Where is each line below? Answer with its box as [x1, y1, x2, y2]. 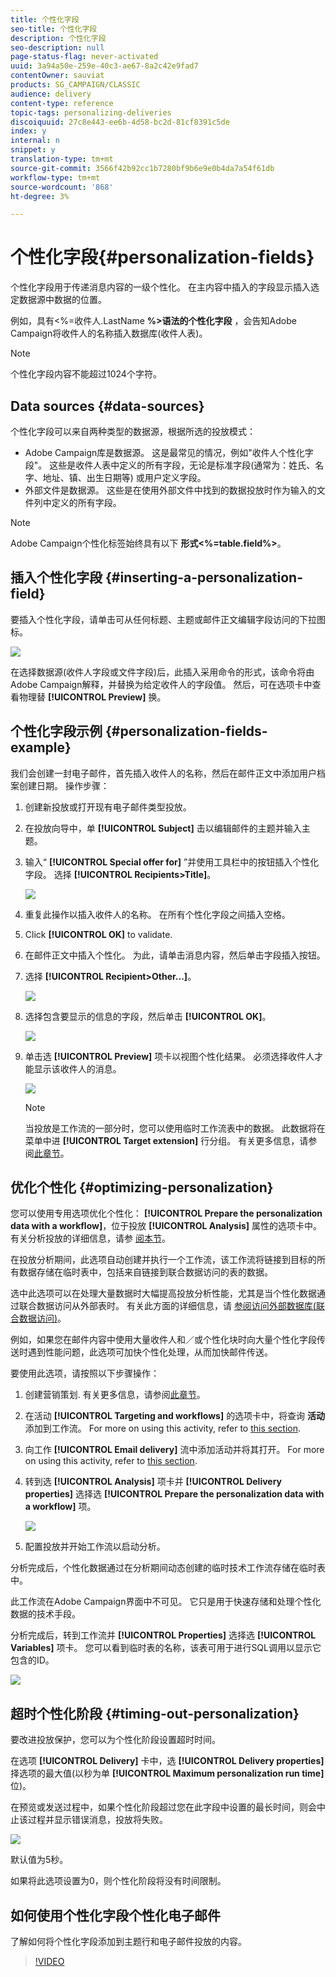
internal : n [10, 136, 60, 146]
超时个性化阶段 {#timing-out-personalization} [10, 1705, 300, 1722]
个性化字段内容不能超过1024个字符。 [10, 368, 162, 380]
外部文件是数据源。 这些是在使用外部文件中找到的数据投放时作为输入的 [24, 484, 317, 496]
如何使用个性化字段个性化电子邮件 [10, 1907, 221, 1924]
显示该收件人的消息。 [33, 1062, 122, 1075]
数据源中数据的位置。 [18, 294, 107, 306]
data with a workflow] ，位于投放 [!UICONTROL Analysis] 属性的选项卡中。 [10, 1220, 323, 1232]
